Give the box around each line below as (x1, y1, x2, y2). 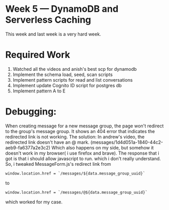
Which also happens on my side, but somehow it (51, 144, 154, 150)
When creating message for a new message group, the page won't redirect (5, 123, 164, 129)
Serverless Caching (5, 14, 91, 26)
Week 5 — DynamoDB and (5, 3, 119, 15)
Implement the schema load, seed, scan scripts (12, 71, 113, 78)
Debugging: (5, 106, 57, 118)
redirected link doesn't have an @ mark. (5, 139, 90, 145)
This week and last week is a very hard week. (5, 31, 101, 37)
